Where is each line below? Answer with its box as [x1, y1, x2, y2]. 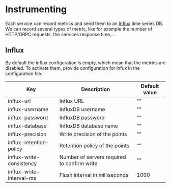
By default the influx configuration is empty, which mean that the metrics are [5, 60, 166, 66]
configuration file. [5, 70, 42, 76]
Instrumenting [5, 4, 67, 15]
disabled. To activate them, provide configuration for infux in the [5, 65, 140, 71]
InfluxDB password [59, 114, 105, 121]
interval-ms [8, 174, 37, 181]
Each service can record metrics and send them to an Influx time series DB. [5, 20, 164, 26]
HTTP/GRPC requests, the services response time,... [5, 31, 116, 37]
